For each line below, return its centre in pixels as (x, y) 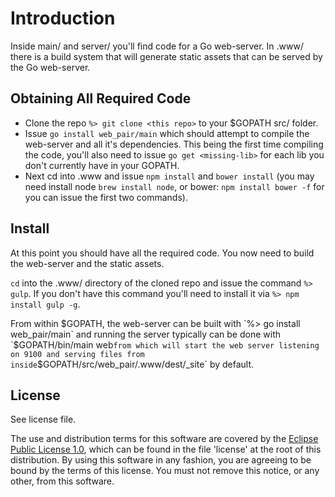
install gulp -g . (45, 304)
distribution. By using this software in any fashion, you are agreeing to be (161, 460)
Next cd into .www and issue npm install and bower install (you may (169, 176)
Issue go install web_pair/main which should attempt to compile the (167, 133)
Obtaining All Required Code (101, 98)
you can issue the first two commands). (106, 197)
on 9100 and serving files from (77, 354)
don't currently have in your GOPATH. (102, 165)
